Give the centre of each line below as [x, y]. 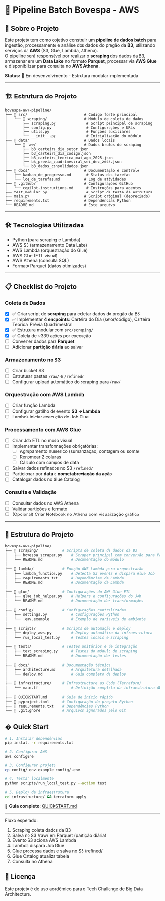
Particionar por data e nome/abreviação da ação [62, 474]
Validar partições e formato [40, 509]
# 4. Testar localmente [29, 779]
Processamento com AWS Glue [43, 429]
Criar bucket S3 [28, 370]
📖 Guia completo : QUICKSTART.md [41, 806]
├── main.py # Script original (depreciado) [78, 196]
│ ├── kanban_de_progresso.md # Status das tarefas [68, 175]
